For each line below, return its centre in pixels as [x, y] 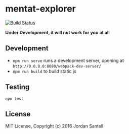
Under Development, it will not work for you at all [57, 32]
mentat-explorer [40, 9]
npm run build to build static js [45, 71]
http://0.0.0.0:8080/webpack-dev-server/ [57, 66]
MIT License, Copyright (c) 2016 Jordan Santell [54, 126]
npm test [14, 99]
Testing [17, 87]
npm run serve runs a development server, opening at [68, 60]
